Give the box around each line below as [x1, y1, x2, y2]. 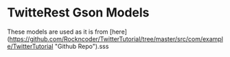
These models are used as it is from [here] [7, 27, 127, 36]
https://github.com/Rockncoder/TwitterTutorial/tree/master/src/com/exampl [9, 34, 223, 43]
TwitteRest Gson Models [7, 5, 150, 21]
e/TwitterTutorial [7, 42, 54, 50]
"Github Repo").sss [54, 42, 109, 50]
